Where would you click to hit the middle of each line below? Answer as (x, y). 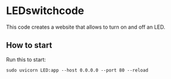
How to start (29, 45)
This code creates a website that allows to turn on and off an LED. (86, 27)
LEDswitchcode (45, 11)
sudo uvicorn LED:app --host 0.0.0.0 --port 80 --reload (77, 70)
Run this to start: (26, 59)
